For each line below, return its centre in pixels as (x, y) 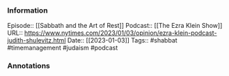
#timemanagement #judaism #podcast (63, 48)
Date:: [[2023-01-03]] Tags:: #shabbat (122, 40)
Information (27, 10)
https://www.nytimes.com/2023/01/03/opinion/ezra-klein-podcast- (120, 33)
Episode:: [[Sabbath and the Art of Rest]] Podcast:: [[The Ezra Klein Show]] (115, 26)
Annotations (29, 66)
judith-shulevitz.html (37, 40)
